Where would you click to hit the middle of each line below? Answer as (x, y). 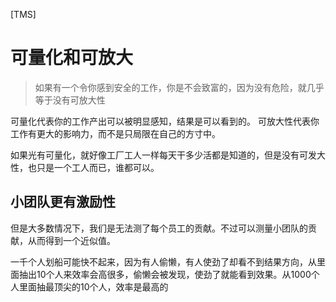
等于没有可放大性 (70, 100)
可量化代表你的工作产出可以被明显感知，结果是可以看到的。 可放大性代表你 (165, 121)
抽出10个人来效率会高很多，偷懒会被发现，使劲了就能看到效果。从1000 (165, 274)
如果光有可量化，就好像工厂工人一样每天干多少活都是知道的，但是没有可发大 (168, 155)
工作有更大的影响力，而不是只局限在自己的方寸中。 (115, 133)
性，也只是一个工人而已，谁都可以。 (85, 167)
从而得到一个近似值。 (71, 240)
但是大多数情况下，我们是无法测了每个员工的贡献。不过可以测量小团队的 (159, 228)
